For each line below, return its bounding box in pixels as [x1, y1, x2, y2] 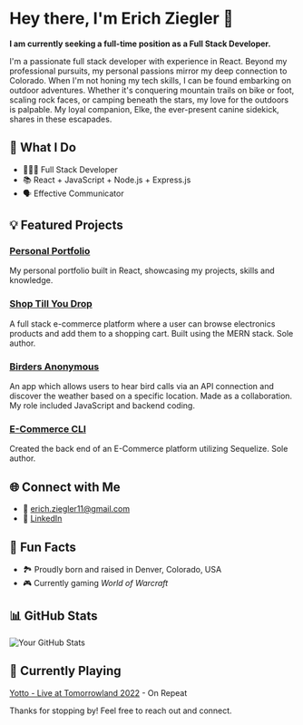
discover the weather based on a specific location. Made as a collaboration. [9, 390, 293, 402]
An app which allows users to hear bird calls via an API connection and [9, 381, 274, 392]
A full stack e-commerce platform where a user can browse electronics [9, 318, 276, 329]
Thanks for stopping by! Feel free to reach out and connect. [9, 705, 233, 716]
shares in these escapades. [9, 113, 112, 124]
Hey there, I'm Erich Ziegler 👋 [9, 8, 234, 29]
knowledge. [9, 275, 54, 286]
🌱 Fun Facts [9, 539, 77, 554]
